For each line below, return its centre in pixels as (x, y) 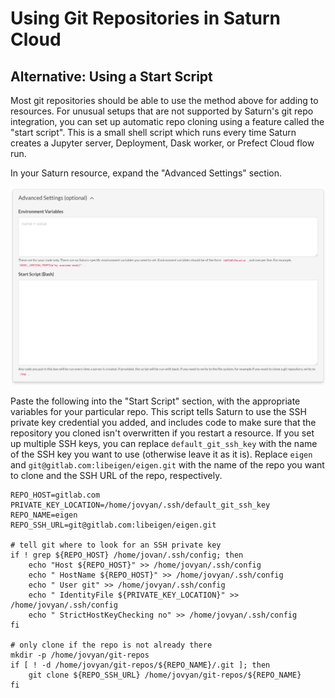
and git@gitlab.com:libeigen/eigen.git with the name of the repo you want (167, 465)
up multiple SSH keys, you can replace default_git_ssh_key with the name (164, 444)
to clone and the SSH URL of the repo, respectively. (116, 476)
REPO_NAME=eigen (44, 515)
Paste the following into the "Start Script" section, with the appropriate (155, 401)
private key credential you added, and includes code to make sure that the (163, 423)
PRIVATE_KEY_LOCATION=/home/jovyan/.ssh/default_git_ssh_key (140, 505)
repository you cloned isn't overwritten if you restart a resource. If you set (162, 433)
